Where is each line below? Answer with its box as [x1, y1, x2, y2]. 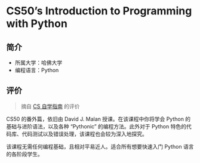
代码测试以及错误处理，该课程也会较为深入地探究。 [21, 130, 147, 137]
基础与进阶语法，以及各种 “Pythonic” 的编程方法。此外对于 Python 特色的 [6, 122, 187, 130]
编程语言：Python [14, 67, 59, 73]
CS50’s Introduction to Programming [6, 4, 192, 18]
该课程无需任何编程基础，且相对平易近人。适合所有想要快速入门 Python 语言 [6, 143, 194, 150]
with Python [6, 17, 67, 30]
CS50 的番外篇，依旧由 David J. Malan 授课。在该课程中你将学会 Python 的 [6, 115, 191, 122]
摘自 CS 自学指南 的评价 [20, 103, 80, 110]
